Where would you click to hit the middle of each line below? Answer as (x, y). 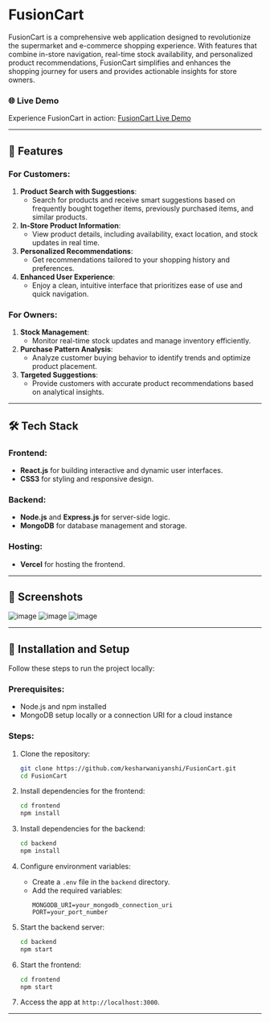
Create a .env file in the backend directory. (101, 881)
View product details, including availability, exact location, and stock (145, 234)
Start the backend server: (62, 927)
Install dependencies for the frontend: (82, 791)
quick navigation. (60, 293)
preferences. (53, 268)
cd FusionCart (43, 776)
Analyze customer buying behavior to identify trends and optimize (141, 358)
